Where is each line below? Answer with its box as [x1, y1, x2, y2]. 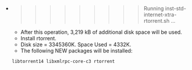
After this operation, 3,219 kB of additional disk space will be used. [20, 29, 183, 36]
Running [143, 5, 164, 12]
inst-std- [164, 5, 187, 12]
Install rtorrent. [20, 35, 57, 41]
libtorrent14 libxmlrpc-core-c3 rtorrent [11, 58, 115, 64]
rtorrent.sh [143, 17, 170, 24]
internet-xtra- [143, 11, 177, 18]
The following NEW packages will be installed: [20, 47, 133, 54]
